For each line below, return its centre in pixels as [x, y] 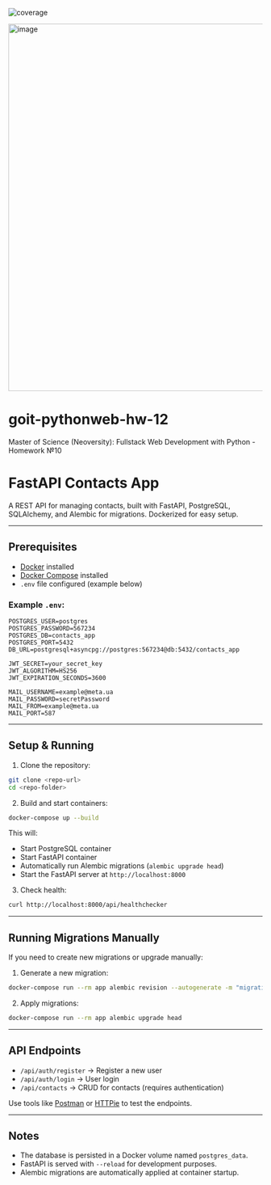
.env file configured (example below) [81, 584]
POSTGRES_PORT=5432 [41, 643]
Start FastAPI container [58, 858]
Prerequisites [43, 547]
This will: [23, 833]
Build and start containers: [64, 803]
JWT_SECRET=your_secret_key [56, 664]
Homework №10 [35, 450]
